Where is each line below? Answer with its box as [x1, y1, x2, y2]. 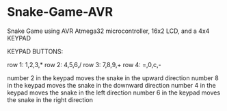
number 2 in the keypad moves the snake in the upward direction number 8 [7, 73, 219, 82]
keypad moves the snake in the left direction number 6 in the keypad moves [7, 88, 221, 97]
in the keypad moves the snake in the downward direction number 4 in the [7, 81, 217, 89]
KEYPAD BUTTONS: [7, 47, 64, 56]
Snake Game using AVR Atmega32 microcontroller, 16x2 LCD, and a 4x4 [7, 27, 210, 35]
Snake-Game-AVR [7, 4, 113, 20]
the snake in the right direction [7, 95, 94, 103]
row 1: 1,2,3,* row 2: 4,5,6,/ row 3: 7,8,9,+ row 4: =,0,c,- [7, 60, 162, 69]
